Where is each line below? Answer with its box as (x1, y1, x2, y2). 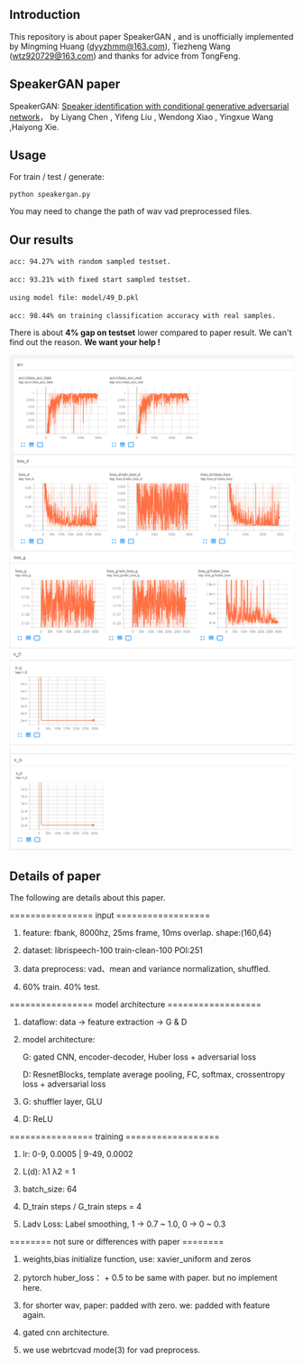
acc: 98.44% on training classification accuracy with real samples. (9, 312, 277, 321)
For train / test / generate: (9, 172, 106, 182)
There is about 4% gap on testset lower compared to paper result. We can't (9, 327, 292, 338)
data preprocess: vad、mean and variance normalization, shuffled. (22, 964, 271, 975)
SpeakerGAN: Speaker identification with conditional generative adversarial (9, 100, 289, 111)
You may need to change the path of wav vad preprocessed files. (9, 206, 252, 217)
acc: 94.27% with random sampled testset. (9, 257, 171, 266)
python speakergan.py (9, 190, 91, 200)
